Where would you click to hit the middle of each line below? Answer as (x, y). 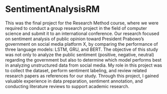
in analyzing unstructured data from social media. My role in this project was (84, 65)
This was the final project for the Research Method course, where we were (82, 23)
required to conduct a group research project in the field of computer (76, 28)
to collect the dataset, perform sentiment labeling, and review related (76, 70)
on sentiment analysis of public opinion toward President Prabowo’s (75, 39)
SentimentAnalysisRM (52, 9)
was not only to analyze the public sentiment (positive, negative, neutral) (80, 54)
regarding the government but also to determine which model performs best (83, 60)
